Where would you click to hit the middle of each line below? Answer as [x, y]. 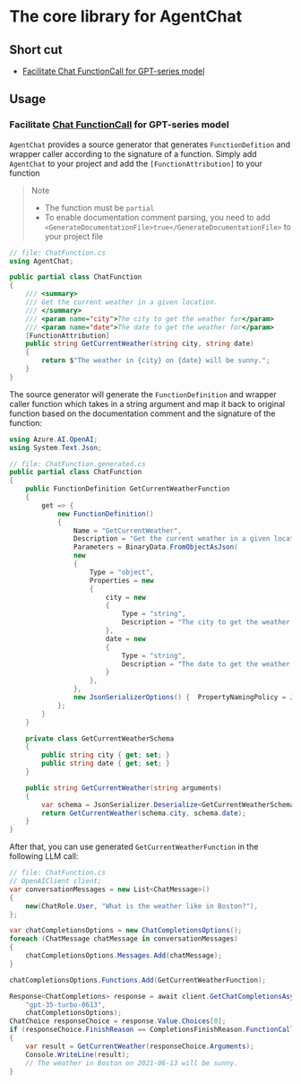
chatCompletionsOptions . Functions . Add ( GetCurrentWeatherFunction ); [138, 980]
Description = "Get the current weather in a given [172, 539]
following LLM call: [44, 856]
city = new [125, 597]
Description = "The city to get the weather [206, 622]
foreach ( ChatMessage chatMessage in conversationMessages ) [124, 939]
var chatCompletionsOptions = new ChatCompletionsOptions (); [126, 931]
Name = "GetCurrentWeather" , [127, 531]
